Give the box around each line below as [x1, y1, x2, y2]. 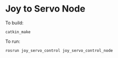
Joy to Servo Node [5, 3, 86, 15]
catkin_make [5, 29, 31, 34]
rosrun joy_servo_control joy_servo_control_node [5, 48, 113, 53]
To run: [5, 38, 20, 44]
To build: [5, 20, 24, 26]
